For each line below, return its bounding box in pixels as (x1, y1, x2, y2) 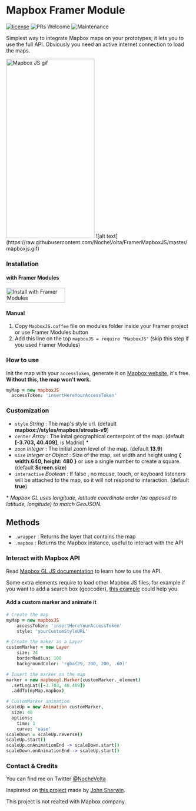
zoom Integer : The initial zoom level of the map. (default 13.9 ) (14, 445, 163, 452)
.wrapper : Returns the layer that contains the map (14, 533, 136, 540)
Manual (6, 309, 25, 316)
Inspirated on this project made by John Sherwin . (6, 787, 125, 794)
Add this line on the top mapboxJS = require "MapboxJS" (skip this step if (14, 335, 190, 342)
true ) (14, 482, 28, 490)
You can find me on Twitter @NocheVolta (6, 775, 106, 782)
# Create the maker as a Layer (6, 639, 83, 645)
